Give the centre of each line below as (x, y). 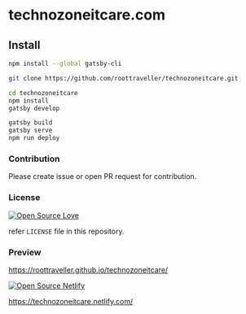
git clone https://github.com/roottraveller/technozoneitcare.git (123, 78)
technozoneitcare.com (87, 15)
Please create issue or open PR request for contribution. (103, 177)
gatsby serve (31, 131)
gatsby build (31, 123)
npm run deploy (34, 138)
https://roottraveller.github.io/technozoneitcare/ (88, 269)
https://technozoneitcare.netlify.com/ (71, 301)
